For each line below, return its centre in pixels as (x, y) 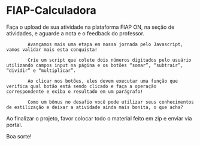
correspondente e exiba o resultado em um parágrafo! (75, 91)
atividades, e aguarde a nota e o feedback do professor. (75, 33)
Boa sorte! (19, 136)
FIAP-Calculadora (51, 10)
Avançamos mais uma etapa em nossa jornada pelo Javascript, (106, 44)
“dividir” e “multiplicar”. (41, 70)
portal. (14, 125)
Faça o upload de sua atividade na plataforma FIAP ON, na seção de (90, 27)
